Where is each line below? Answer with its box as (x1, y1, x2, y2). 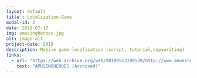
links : (6, 52, 22, 58)
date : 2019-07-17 (6, 25, 49, 31)
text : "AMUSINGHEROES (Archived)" (16, 63, 101, 69)
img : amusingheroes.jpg (6, 30, 64, 36)
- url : (11, 57, 28, 63)
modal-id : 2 (6, 19, 35, 25)
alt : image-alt (6, 36, 43, 42)
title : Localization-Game (6, 14, 72, 20)
